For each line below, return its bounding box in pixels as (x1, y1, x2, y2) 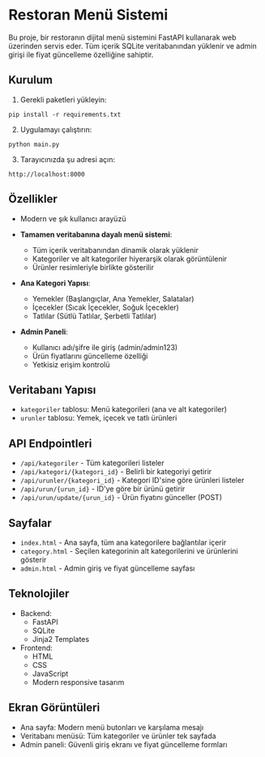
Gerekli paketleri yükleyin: (19, 95, 107, 105)
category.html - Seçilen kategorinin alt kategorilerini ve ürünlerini (19, 546, 238, 556)
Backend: (19, 608, 53, 618)
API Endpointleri (8, 436, 92, 451)
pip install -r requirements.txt (8, 110, 122, 118)
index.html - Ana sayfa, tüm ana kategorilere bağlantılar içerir (19, 537, 227, 547)
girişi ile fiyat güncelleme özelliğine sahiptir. (8, 49, 154, 59)
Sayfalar (8, 516, 53, 530)
